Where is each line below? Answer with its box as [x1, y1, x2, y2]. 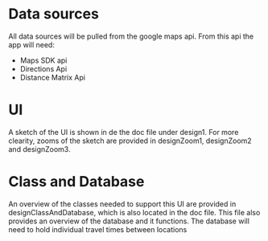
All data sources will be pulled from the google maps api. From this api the [8, 31, 254, 41]
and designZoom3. [8, 144, 71, 153]
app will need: [8, 39, 55, 49]
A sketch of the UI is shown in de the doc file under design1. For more [8, 127, 239, 137]
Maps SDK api [19, 55, 68, 65]
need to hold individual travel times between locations [8, 224, 188, 234]
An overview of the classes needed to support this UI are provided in [8, 198, 237, 209]
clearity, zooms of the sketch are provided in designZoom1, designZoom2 [8, 136, 252, 145]
